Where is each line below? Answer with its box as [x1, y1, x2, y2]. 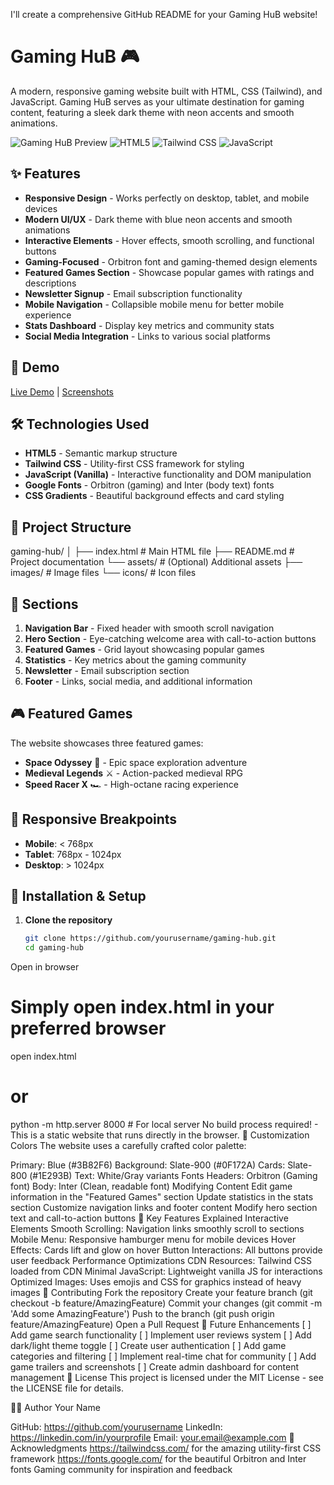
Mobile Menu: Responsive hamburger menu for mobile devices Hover [10, 1234, 297, 1246]
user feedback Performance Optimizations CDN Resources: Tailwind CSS [10, 1255, 312, 1267]
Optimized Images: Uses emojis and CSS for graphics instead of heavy [10, 1276, 302, 1288]
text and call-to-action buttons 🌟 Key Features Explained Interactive [10, 1212, 289, 1224]
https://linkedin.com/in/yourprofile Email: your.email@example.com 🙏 [10, 1432, 295, 1444]
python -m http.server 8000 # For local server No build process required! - [10, 1119, 319, 1131]
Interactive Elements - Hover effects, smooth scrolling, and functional [24, 234, 315, 246]
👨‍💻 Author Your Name [10, 1402, 101, 1414]
